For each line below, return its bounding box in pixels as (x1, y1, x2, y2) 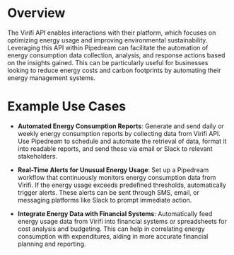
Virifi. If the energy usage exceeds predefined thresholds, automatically (17, 181, 226, 189)
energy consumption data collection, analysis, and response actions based (7, 51, 226, 59)
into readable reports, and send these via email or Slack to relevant (17, 144, 213, 153)
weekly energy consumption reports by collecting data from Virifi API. (17, 129, 221, 137)
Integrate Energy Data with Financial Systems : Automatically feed (17, 209, 213, 217)
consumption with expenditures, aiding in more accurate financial (17, 232, 209, 240)
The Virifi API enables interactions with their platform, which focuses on (7, 28, 216, 37)
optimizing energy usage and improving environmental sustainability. (7, 35, 208, 44)
